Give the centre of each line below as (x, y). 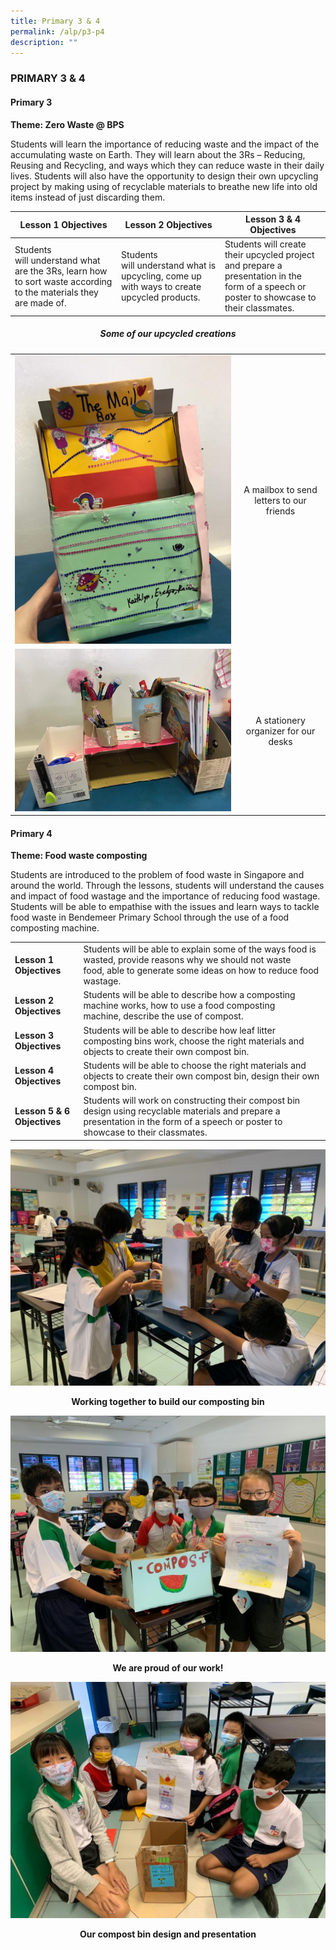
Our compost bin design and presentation (168, 1934)
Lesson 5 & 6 (42, 1111)
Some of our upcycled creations (168, 334)
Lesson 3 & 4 (272, 219)
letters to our (280, 501)
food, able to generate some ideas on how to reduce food (201, 971)
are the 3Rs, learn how (61, 271)
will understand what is (169, 266)
